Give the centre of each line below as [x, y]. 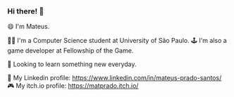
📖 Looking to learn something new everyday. [72, 64]
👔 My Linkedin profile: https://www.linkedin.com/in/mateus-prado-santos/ [115, 78]
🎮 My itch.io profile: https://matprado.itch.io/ [73, 86]
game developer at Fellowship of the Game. [70, 51]
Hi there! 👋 [26, 11]
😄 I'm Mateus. [29, 27]
